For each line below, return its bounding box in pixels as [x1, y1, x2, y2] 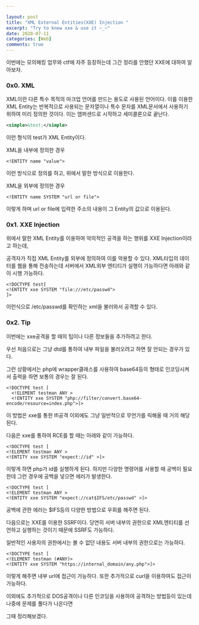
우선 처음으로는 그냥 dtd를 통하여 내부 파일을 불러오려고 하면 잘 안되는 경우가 [6, 345, 184, 352]
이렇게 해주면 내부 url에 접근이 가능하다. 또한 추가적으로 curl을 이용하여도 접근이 [6, 572, 191, 579]
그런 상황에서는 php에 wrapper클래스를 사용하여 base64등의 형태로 [6, 365, 165, 373]
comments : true [6, 42, 44, 48]
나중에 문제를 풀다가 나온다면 [6, 599, 73, 607]
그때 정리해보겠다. [6, 612, 48, 620]
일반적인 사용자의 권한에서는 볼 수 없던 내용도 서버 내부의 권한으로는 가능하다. [6, 539, 185, 546]
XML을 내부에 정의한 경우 [6, 146, 65, 154]
